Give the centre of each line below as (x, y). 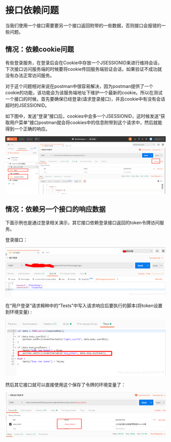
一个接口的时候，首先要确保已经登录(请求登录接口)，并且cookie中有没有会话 (85, 99)
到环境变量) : (19, 312)
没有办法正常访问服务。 (30, 75)
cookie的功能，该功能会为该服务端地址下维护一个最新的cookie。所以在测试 (84, 93)
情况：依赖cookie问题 (40, 50)
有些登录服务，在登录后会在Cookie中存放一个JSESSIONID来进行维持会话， (84, 63)
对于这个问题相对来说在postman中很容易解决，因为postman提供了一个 (79, 86)
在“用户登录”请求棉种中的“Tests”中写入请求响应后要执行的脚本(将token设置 (84, 306)
